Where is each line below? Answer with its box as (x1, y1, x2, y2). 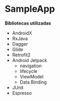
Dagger (12, 41, 28, 47)
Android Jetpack (12, 57, 47, 63)
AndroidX (12, 30, 33, 36)
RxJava (12, 35, 28, 42)
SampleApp (5, 3, 55, 15)
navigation (19, 63, 42, 69)
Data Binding (19, 79, 47, 85)
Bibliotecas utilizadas (5, 20, 51, 26)
